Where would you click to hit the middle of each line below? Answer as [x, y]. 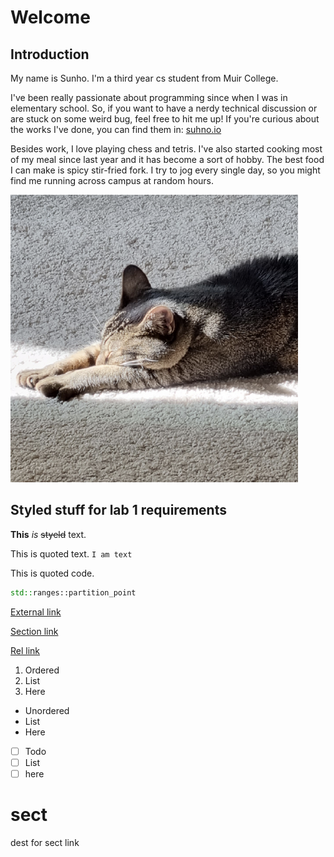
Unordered [47, 710]
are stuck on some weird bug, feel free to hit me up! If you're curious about [165, 119]
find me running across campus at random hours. [112, 180]
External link [36, 612]
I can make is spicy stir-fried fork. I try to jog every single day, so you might [165, 170]
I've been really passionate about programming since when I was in [149, 97]
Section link [34, 631]
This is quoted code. [52, 573]
